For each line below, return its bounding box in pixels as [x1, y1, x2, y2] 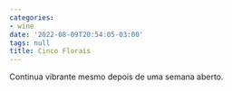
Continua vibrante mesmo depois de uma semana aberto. [9, 71, 224, 82]
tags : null [9, 38, 51, 48]
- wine [9, 22, 34, 31]
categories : [9, 13, 54, 23]
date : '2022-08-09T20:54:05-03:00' [9, 30, 144, 39]
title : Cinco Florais [9, 47, 92, 56]
